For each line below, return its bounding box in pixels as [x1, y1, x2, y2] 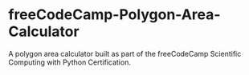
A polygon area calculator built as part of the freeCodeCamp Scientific [8, 49, 242, 58]
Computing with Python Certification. [8, 57, 131, 67]
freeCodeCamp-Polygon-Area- [8, 6, 221, 24]
